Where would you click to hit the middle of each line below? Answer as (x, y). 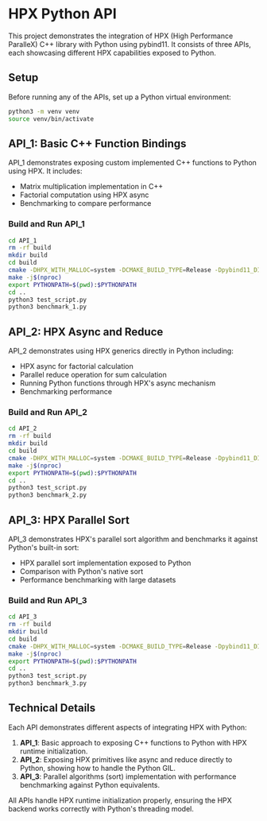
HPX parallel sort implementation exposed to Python (105, 563)
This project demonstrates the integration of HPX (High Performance (121, 36)
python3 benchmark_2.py (48, 495)
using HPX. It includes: (45, 171)
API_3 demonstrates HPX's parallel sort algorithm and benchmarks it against (133, 539)
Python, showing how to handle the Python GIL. (98, 768)
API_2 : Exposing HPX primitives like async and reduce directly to (126, 759)
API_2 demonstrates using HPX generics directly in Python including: (121, 351)
